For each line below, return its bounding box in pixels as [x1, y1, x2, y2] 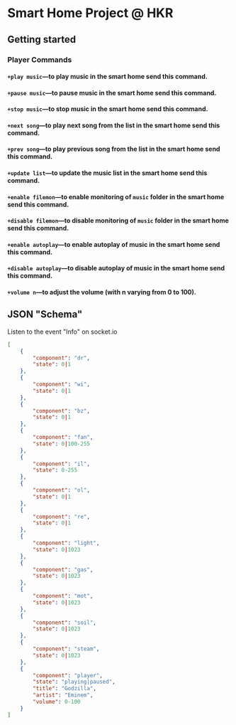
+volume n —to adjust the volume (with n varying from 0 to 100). [7, 288, 197, 297]
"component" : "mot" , [33, 593, 94, 600]
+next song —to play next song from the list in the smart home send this [7, 121, 220, 129]
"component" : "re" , [33, 513, 91, 520]
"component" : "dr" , [33, 354, 91, 361]
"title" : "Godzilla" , [33, 685, 97, 692]
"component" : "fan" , [33, 434, 94, 441]
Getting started [7, 33, 77, 46]
